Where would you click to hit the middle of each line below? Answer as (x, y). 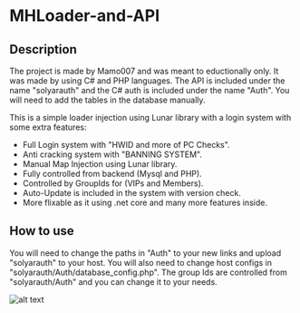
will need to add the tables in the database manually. (107, 100)
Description (43, 49)
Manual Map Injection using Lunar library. (100, 164)
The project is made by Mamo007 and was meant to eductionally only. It (144, 71)
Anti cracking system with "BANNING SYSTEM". (112, 154)
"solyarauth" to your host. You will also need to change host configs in (140, 262)
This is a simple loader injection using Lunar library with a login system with (150, 117)
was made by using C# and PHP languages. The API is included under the (147, 81)
